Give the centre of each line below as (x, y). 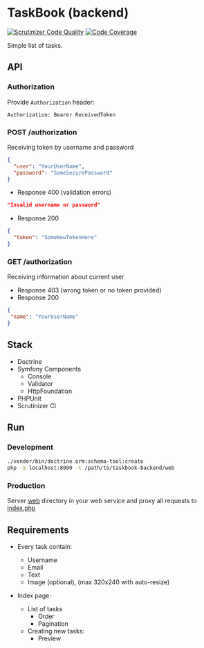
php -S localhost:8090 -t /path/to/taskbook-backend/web (91, 468)
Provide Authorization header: (51, 102)
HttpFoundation (50, 391)
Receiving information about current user (66, 277)
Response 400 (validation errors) (64, 193)
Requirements (38, 530)
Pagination (53, 624)
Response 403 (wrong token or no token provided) (89, 290)
